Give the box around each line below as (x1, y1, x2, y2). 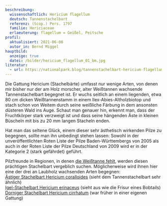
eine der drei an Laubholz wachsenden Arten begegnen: (5, 169, 121, 174)
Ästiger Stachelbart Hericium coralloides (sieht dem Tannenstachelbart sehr (5, 174, 161, 180)
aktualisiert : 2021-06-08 (9, 40, 64, 45)
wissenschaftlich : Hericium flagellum (9, 12, 90, 17)
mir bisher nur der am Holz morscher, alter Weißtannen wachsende (5, 86, 143, 92)
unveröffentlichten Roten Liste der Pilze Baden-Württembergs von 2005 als (5, 138, 159, 144)
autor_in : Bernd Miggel (9, 44, 59, 49)
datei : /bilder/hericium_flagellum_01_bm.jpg (9, 58, 106, 63)
